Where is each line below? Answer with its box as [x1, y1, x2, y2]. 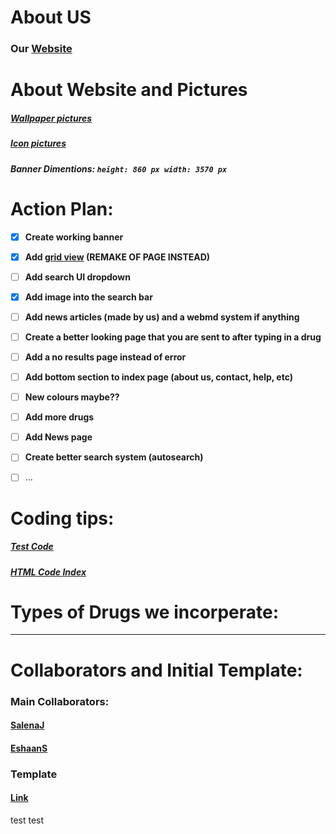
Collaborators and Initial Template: [10, 659, 303, 681]
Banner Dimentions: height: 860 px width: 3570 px [10, 162, 228, 175]
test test [10, 814, 45, 826]
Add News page [24, 431, 93, 443]
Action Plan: [10, 197, 114, 220]
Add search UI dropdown [24, 271, 131, 283]
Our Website [10, 42, 73, 56]
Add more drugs [24, 411, 95, 423]
